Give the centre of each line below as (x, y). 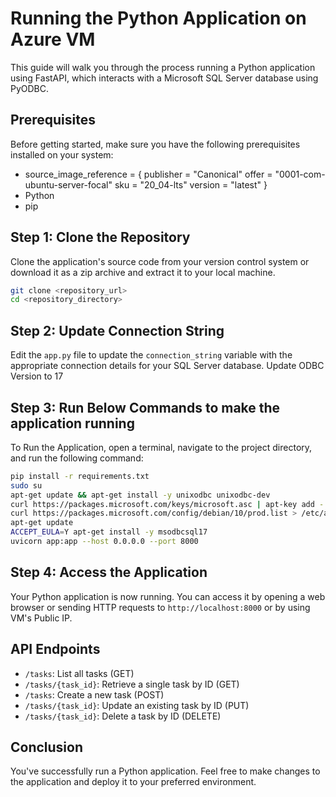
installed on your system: (62, 154)
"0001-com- (300, 174)
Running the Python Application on (158, 18)
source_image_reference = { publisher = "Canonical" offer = (148, 174)
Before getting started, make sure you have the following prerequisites (155, 144)
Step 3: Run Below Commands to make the (145, 407)
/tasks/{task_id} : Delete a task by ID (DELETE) (123, 716)
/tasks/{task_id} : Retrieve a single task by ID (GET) (132, 684)
